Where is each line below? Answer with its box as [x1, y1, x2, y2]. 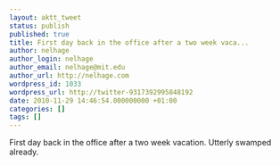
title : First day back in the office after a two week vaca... [9, 37, 250, 47]
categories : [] [9, 104, 66, 113]
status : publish [9, 21, 70, 30]
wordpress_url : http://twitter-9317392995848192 [9, 87, 194, 96]
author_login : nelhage [9, 54, 94, 63]
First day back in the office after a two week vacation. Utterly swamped [9, 137, 272, 148]
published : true [9, 29, 70, 38]
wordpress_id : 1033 [9, 79, 82, 88]
